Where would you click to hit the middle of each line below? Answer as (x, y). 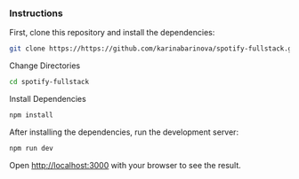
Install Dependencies (48, 99)
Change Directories (45, 66)
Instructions (36, 13)
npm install (31, 115)
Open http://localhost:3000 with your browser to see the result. (125, 165)
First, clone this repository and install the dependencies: (112, 33)
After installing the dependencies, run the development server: (124, 132)
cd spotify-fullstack (49, 82)
